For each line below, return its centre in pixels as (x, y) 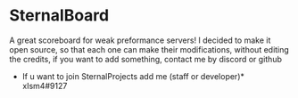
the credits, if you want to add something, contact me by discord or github (146, 59)
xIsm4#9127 (45, 86)
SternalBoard (59, 16)
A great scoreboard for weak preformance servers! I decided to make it (140, 40)
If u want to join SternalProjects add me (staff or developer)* (133, 76)
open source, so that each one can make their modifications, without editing (149, 49)
